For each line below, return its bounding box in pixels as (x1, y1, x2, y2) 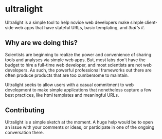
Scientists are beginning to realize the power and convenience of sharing (5, 52, 152, 57)
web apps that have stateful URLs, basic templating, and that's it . (14, 24, 145, 30)
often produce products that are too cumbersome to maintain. (5, 72, 129, 78)
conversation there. (5, 129, 44, 135)
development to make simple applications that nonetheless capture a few (5, 87, 152, 93)
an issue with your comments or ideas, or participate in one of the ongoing (5, 124, 155, 130)
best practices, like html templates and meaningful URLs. (5, 92, 119, 98)
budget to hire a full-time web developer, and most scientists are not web (5, 62, 152, 68)
